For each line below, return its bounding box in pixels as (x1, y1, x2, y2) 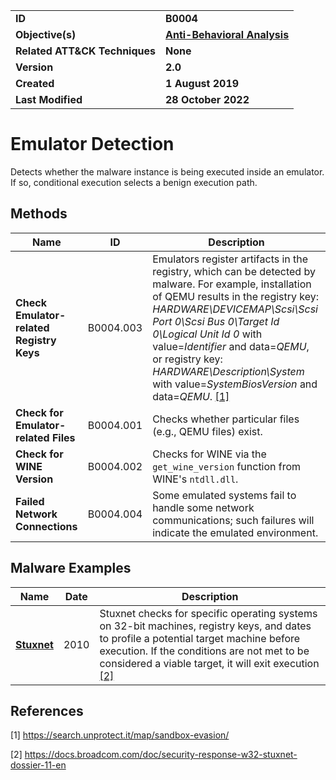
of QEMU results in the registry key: (152, 289, 320, 303)
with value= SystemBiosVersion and (152, 377, 318, 391)
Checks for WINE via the (152, 447, 267, 461)
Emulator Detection (10, 133, 175, 156)
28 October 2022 (165, 93, 250, 106)
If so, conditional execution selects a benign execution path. (10, 176, 258, 188)
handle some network (152, 500, 255, 514)
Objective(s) (15, 28, 77, 41)
